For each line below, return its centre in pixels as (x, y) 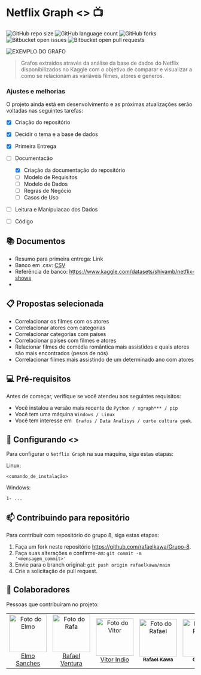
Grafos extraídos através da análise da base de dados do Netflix (100, 63)
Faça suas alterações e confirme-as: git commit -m (78, 553)
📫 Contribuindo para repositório (68, 518)
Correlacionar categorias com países (60, 334)
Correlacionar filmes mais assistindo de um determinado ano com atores (104, 359)
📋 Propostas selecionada (55, 304)
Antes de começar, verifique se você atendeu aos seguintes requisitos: (94, 396)
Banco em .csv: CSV (40, 265)
